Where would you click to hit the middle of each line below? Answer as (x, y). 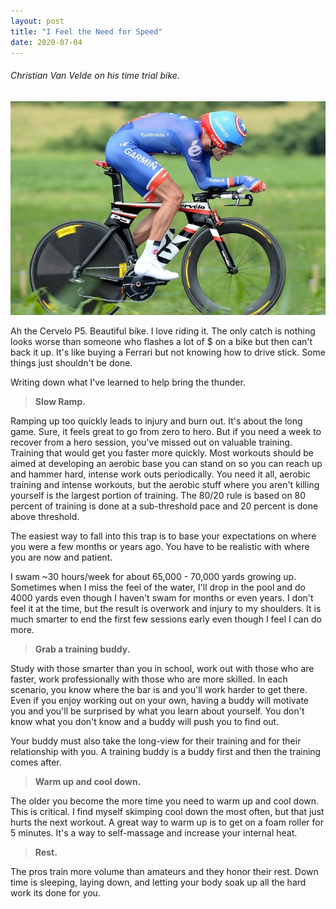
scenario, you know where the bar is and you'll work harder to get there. (159, 689)
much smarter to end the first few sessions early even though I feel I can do (166, 619)
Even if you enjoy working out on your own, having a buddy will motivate (160, 700)
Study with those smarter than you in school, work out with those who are (162, 668)
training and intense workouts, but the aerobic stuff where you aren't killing (165, 484)
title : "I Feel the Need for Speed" (86, 31)
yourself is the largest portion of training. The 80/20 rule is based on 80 (158, 495)
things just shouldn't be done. (71, 362)
